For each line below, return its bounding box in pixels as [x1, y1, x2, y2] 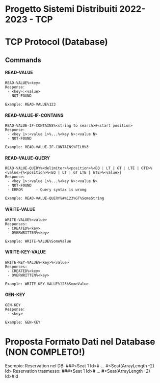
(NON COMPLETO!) [5, 347, 85, 358]
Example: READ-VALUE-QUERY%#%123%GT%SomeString [5, 196, 105, 201]
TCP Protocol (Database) [5, 36, 108, 48]
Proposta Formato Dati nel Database [5, 336, 156, 347]
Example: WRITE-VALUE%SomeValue [5, 239, 71, 244]
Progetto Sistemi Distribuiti [5, 3, 118, 15]
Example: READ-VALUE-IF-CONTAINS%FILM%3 [5, 145, 89, 150]
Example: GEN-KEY [5, 320, 41, 325]
